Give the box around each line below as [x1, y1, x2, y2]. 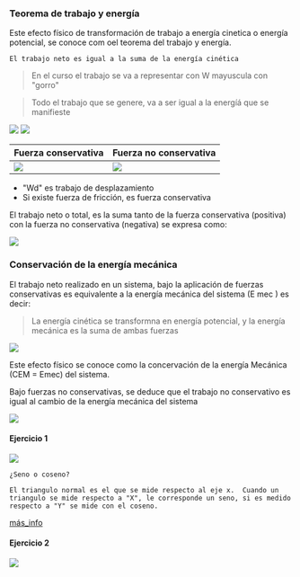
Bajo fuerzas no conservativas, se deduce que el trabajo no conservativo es [9, 386, 291, 397]
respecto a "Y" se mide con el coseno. [9, 502, 159, 510]
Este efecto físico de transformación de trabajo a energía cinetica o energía [9, 28, 289, 39]
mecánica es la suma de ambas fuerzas [31, 324, 179, 335]
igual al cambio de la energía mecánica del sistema [9, 395, 199, 406]
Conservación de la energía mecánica [9, 259, 178, 271]
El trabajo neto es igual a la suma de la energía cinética [9, 55, 240, 64]
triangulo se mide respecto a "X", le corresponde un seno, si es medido [9, 493, 292, 502]
